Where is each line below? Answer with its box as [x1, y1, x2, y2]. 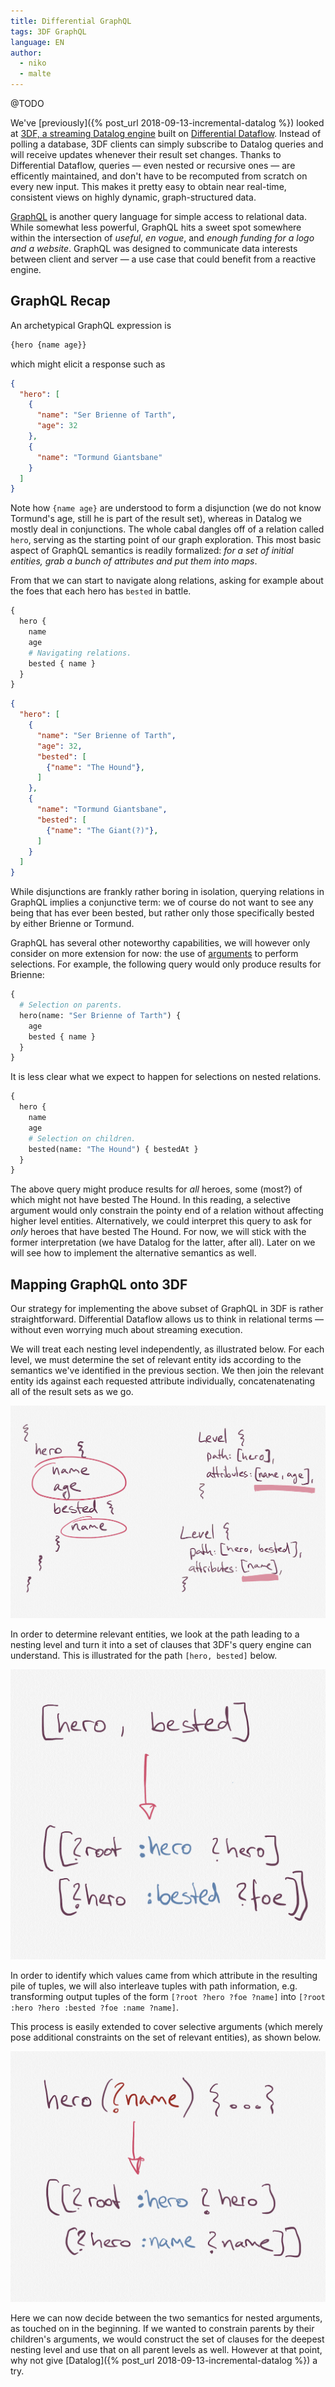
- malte [19, 69, 52, 79]
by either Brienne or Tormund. [10, 918, 135, 930]
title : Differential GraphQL [10, 16, 132, 26]
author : [10, 48, 43, 58]
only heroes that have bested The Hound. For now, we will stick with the [10, 1226, 307, 1238]
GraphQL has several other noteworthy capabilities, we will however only [10, 937, 311, 949]
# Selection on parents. [19, 1000, 123, 1010]
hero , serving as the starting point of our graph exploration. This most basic [10, 534, 322, 546]
